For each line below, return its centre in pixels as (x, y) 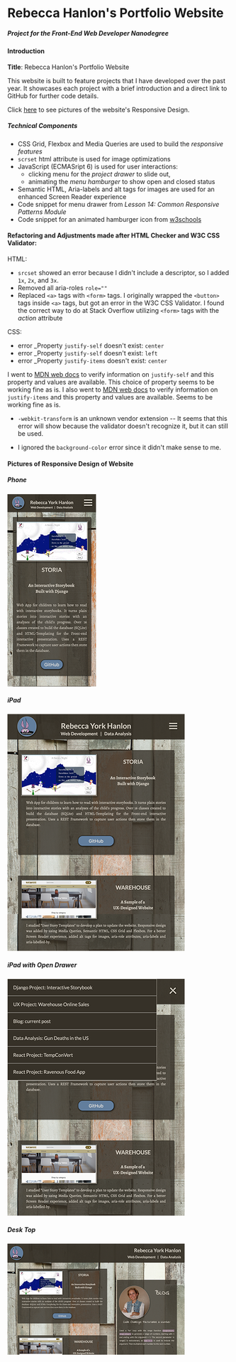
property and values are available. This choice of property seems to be (111, 382)
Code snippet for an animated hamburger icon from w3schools (109, 219)
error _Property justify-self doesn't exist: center (91, 345)
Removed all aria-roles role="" (62, 288)
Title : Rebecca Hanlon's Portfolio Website (68, 67)
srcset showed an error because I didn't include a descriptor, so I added (123, 272)
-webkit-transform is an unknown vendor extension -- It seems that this (123, 418)
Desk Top (22, 1230)
